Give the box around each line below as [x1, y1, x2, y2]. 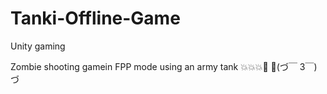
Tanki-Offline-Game [10, 7, 181, 30]
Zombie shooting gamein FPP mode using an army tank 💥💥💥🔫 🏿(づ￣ [10, 60, 298, 72]
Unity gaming [10, 40, 66, 52]
